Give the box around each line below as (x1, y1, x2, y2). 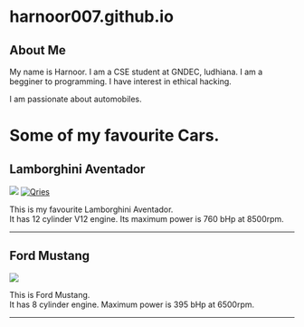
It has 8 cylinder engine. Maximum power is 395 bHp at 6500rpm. (9, 299, 255, 310)
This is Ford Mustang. (9, 289, 90, 300)
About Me (9, 43, 66, 58)
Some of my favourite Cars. (9, 125, 220, 146)
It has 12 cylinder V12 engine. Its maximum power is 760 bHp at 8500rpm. (9, 214, 285, 224)
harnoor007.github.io (9, 6, 175, 27)
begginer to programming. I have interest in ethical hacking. (9, 76, 233, 87)
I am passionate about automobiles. (9, 93, 142, 104)
